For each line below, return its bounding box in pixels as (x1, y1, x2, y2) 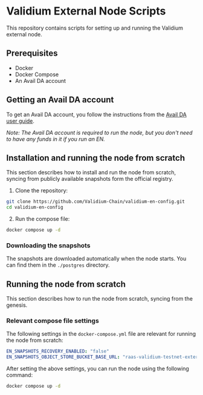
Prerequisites (6, 48, 58, 59)
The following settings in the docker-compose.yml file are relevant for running (6, 330, 196, 338)
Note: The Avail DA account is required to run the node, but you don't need (6, 129, 193, 136)
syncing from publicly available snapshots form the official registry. (6, 175, 173, 183)
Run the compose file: (14, 215, 70, 223)
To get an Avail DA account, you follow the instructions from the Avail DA (6, 111, 187, 118)
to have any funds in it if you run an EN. (6, 135, 106, 143)
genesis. (6, 301, 28, 309)
